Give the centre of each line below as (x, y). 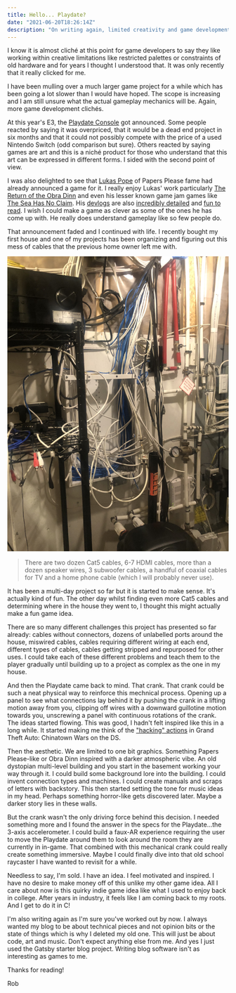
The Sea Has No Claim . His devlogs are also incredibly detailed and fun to (114, 203)
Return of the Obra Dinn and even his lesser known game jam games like (112, 196)
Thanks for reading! (36, 970)
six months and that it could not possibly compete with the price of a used (114, 138)
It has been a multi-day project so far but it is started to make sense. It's (111, 591)
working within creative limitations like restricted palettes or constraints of (114, 58)
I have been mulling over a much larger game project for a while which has (115, 86)
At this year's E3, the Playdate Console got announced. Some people (107, 122)
